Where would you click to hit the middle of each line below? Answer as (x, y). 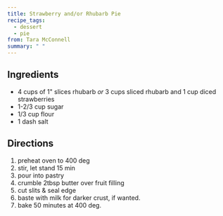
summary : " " (26, 46)
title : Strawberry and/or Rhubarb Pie (64, 14)
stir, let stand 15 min (46, 168)
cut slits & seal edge (46, 190)
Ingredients (33, 75)
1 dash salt (33, 121)
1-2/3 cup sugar (40, 107)
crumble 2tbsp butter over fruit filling (71, 182)
